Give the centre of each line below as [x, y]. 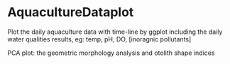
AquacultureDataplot [71, 12]
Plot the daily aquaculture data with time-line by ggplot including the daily [115, 32]
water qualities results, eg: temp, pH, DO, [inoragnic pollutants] [99, 39]
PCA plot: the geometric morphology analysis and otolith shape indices [111, 53]
